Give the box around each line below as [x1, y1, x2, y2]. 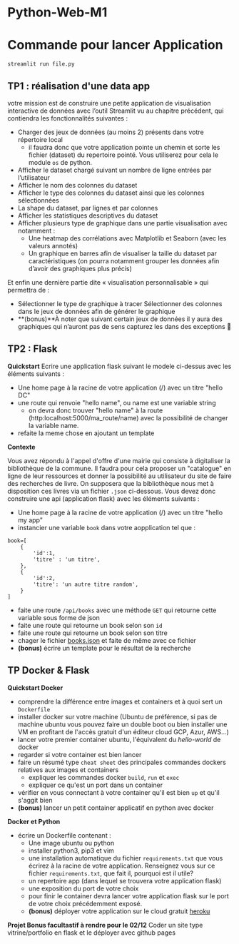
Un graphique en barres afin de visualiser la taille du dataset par [28, 249, 218, 258]
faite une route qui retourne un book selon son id [17, 621, 163, 629]
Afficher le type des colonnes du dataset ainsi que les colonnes [17, 188, 205, 197]
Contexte [7, 442, 36, 451]
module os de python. [28, 158, 93, 166]
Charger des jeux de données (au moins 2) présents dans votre [17, 128, 205, 136]
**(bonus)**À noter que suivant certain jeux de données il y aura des [17, 315, 223, 323]
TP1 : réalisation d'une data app [7, 80, 151, 92]
